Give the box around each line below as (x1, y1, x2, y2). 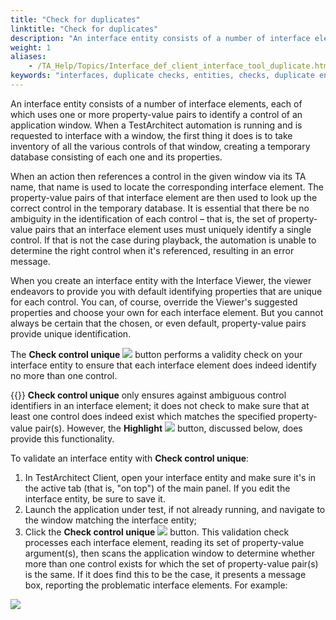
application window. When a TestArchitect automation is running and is (10, 119, 303, 131)
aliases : (10, 52, 47, 62)
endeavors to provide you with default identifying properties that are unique (10, 285, 323, 297)
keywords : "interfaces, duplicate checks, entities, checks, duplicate (10, 71, 315, 81)
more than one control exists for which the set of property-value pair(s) (24, 557, 319, 570)
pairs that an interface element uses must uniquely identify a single (34, 223, 312, 235)
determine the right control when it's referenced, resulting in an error (10, 244, 295, 256)
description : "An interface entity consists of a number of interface (10, 33, 311, 43)
